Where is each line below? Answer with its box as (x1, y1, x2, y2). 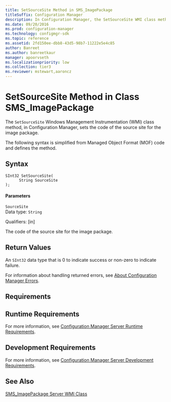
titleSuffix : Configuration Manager (5, 12, 83, 17)
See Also (5, 377, 34, 386)
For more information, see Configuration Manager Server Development (5, 357, 154, 363)
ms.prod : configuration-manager (5, 27, 74, 32)
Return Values (5, 243, 51, 252)
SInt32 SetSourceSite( (5, 173, 53, 179)
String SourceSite (18, 178, 58, 183)
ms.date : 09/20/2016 (5, 21, 49, 27)
